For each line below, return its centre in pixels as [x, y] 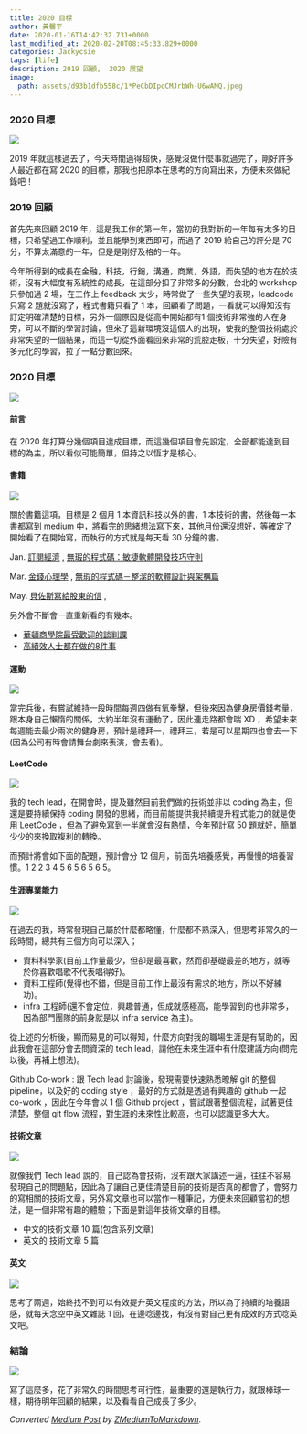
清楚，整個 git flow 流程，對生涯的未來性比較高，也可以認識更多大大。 [142, 1113]
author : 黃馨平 [36, 27]
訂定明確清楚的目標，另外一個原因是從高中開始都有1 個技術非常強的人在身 [148, 317]
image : [22, 78]
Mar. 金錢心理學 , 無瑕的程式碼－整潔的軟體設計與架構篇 [114, 576]
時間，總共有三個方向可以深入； [77, 941]
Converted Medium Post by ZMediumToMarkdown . [106, 1419]
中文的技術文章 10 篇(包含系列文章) [88, 1229]
